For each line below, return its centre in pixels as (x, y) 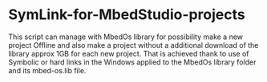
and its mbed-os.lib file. (47, 70)
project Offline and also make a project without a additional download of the (133, 45)
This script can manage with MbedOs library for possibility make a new (125, 37)
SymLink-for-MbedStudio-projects (127, 15)
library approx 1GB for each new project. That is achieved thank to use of (129, 53)
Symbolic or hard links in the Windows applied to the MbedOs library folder (132, 62)
